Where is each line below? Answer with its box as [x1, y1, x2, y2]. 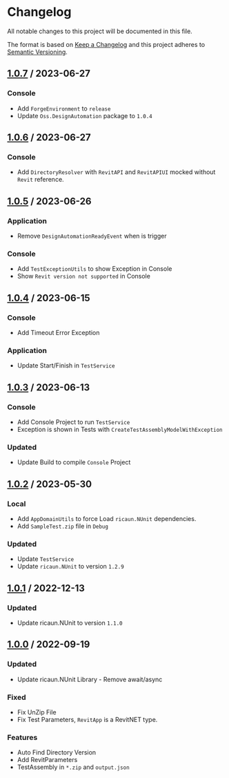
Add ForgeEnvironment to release [17, 104, 111, 113]
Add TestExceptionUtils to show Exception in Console [17, 265, 172, 273]
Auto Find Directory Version [17, 748, 97, 757]
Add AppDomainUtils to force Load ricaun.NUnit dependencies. [17, 514, 197, 522]
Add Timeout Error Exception [17, 328, 100, 336]
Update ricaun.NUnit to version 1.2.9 [17, 562, 124, 571]
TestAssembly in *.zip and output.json [17, 763, 130, 771]
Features [7, 732, 38, 742]
